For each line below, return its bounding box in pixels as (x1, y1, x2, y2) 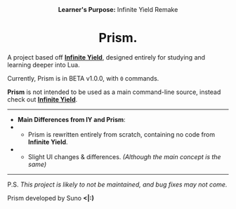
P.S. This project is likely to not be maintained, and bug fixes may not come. (7, 180, 228, 189)
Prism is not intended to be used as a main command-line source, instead (7, 88, 221, 96)
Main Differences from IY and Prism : (17, 115, 126, 123)
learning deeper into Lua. (7, 60, 80, 69)
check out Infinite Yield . (7, 95, 78, 103)
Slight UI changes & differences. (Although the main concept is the (27, 152, 221, 161)
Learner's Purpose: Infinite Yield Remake (58, 6, 178, 13)
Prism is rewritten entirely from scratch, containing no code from (27, 130, 216, 138)
